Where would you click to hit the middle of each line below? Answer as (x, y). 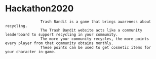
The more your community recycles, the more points (95, 39)
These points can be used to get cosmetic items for (96, 47)
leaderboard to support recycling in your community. (62, 34)
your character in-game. (31, 52)
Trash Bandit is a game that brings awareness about (96, 22)
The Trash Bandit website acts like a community (91, 30)
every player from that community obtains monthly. (59, 43)
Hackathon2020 (39, 9)
